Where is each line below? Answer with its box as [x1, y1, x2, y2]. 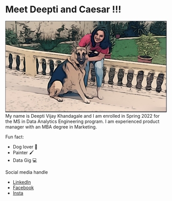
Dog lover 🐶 [12, 144, 38, 150]
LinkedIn [12, 179, 31, 186]
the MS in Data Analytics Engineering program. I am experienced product [5, 118, 160, 124]
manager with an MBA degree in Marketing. [5, 124, 97, 130]
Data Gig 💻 [12, 157, 37, 163]
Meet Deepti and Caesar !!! [5, 4, 122, 15]
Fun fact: [5, 134, 24, 140]
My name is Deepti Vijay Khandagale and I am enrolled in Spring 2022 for [5, 113, 160, 119]
